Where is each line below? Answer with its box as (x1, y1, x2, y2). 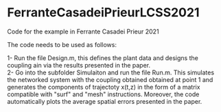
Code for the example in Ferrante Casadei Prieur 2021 (7, 27, 159, 36)
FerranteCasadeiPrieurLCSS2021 (7, 5, 200, 20)
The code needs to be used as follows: (7, 40, 117, 48)
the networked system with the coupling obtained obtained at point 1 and (7, 75, 213, 83)
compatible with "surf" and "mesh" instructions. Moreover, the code (7, 90, 200, 98)
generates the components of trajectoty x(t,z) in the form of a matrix (7, 83, 200, 91)
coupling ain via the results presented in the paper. (7, 61, 151, 69)
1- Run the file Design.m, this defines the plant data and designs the (7, 53, 199, 62)
